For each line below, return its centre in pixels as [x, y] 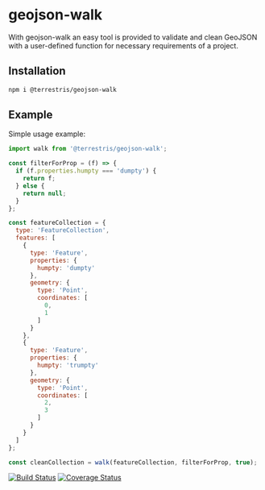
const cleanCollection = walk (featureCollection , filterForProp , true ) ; [133, 462]
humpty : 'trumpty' [68, 365]
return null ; [45, 193]
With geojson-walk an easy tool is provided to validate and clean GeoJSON [133, 37]
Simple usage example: [47, 134]
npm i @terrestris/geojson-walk [62, 89]
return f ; [39, 179]
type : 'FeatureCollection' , [63, 230]
